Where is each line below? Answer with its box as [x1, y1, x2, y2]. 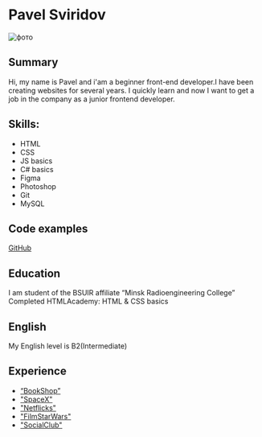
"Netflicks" [19, 402, 56, 412]
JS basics [19, 155, 53, 166]
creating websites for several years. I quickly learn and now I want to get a [8, 85, 255, 95]
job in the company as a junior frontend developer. [8, 94, 175, 104]
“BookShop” [19, 385, 61, 395]
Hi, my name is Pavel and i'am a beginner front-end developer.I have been [8, 76, 254, 86]
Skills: [8, 117, 40, 131]
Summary [8, 56, 59, 69]
